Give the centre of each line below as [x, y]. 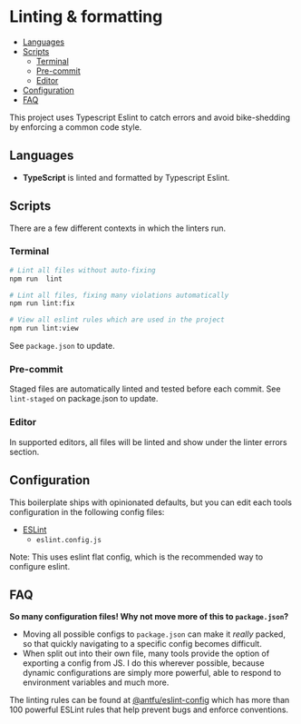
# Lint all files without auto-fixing [83, 270]
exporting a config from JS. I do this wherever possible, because [143, 663]
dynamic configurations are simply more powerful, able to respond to [152, 673]
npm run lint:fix [42, 303]
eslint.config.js [69, 540]
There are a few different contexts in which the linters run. [118, 228]
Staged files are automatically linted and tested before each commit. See [145, 389]
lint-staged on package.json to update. [84, 399]
